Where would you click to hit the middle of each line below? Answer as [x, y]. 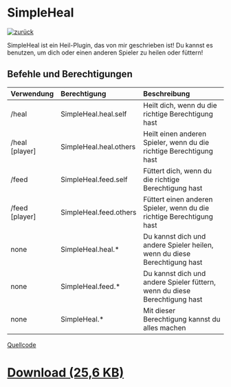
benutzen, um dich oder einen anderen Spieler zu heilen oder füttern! [105, 52]
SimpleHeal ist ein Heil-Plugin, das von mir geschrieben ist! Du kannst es [110, 45]
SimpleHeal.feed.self [95, 179]
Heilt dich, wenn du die [180, 105]
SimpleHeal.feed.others [99, 212]
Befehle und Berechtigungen [70, 74]
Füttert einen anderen [178, 199]
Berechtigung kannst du [182, 319]
